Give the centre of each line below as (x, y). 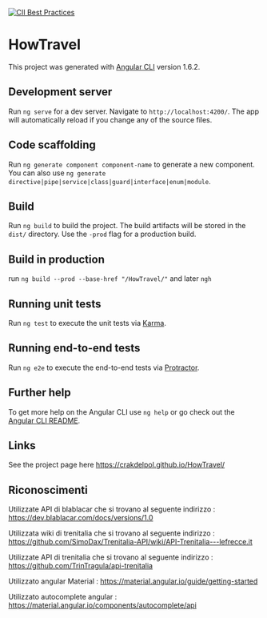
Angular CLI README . (44, 420)
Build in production (57, 259)
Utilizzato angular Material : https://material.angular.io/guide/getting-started (133, 581)
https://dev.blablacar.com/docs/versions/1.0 (81, 518)
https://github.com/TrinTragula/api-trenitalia (81, 566)
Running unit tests (55, 304)
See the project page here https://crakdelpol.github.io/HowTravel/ (117, 465)
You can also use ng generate (57, 173)
